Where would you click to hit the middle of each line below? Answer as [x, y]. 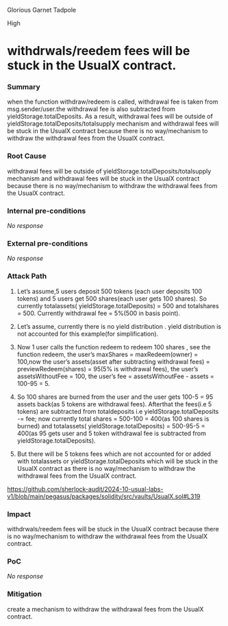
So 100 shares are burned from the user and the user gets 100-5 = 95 [115, 397]
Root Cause [27, 156]
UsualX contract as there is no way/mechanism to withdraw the [106, 468]
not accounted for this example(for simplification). [88, 334]
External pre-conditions [48, 243]
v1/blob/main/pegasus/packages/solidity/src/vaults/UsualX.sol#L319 [104, 496]
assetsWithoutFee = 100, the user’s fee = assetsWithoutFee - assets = [115, 376]
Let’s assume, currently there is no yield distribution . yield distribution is [119, 326]
